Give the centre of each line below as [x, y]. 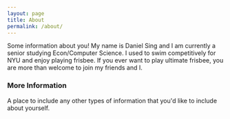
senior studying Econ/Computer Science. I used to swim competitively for [112, 53]
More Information [37, 85]
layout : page [26, 13]
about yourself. [29, 108]
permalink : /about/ [35, 26]
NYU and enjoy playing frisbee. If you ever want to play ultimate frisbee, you [115, 61]
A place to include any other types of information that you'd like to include [112, 100]
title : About [26, 20]
